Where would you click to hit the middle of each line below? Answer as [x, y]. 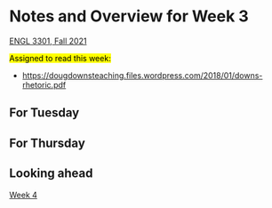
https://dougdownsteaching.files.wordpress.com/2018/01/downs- [142, 75]
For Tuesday [44, 113]
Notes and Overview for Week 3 [129, 16]
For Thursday [48, 143]
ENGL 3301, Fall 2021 [48, 41]
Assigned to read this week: [60, 58]
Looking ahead [51, 174]
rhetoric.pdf [44, 84]
